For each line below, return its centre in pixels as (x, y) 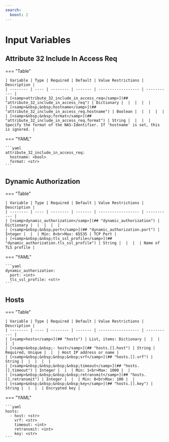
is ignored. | (20, 129)
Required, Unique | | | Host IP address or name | (62, 353)
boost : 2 (19, 15)
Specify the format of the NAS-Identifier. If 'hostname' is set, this (82, 125)
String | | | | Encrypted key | (43, 388)
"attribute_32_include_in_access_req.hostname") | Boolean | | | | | (85, 112)
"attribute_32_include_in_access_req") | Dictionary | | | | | (78, 102)
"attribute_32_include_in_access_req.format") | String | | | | (78, 120)
